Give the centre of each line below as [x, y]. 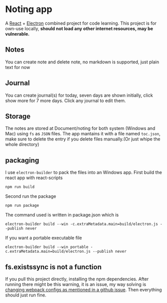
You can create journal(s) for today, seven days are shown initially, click [79, 95]
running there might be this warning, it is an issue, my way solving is [76, 284]
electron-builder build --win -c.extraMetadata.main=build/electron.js [81, 224]
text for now [18, 67]
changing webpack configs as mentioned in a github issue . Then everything [83, 290]
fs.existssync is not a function [53, 267]
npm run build [20, 187]
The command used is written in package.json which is [62, 215]
